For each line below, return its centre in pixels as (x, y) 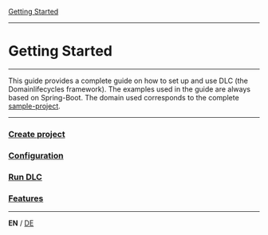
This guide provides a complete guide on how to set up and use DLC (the (128, 80)
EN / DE (21, 223)
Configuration (36, 155)
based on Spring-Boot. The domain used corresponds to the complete (124, 97)
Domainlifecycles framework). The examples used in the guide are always (130, 89)
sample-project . (35, 106)
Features (26, 198)
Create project (37, 134)
